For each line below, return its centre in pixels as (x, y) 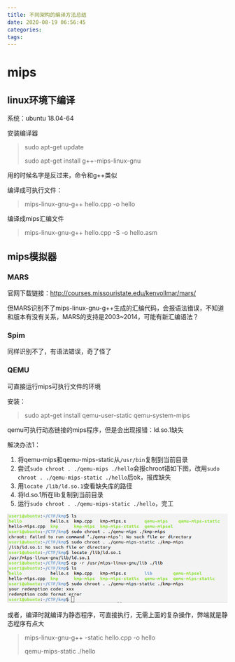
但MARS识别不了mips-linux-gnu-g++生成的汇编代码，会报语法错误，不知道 (116, 308)
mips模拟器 (32, 256)
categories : (24, 29)
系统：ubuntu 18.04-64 (41, 119)
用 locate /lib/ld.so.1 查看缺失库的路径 (75, 486)
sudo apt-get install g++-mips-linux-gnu (83, 161)
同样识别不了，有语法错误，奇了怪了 (59, 351)
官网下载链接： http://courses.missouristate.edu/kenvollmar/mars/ (102, 293)
